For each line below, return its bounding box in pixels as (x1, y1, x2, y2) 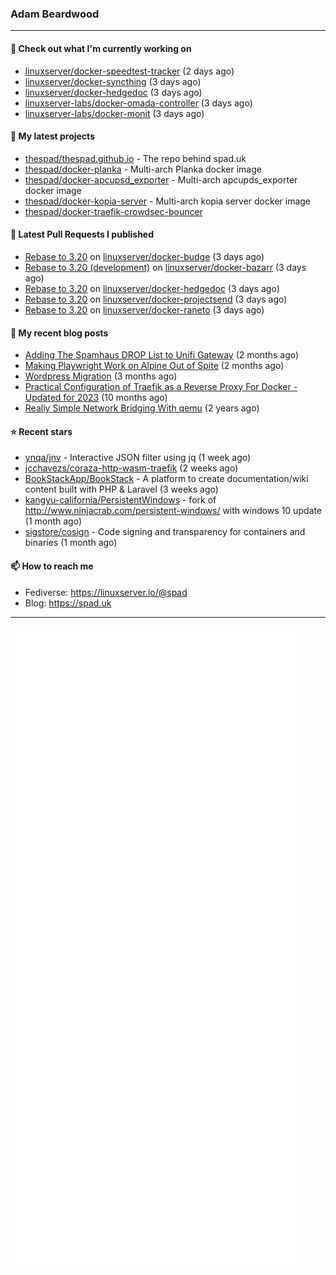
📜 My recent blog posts (10, 327, 109, 339)
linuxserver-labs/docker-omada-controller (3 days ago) (24, 97, 253, 109)
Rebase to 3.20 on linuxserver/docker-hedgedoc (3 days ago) (24, 282, 280, 294)
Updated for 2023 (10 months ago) (24, 392, 168, 404)
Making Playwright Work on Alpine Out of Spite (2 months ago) (24, 360, 285, 372)
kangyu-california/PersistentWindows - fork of (24, 494, 217, 506)
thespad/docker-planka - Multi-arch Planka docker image (24, 163, 262, 175)
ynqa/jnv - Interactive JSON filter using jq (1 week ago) (24, 452, 252, 464)
